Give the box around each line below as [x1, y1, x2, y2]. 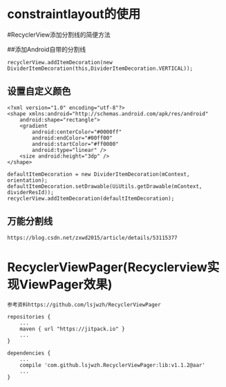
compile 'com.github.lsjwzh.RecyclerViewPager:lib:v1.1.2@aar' [19, 361, 206, 368]
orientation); [7, 177, 48, 184]
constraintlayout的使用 [7, 6, 141, 22]
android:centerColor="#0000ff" [32, 129, 122, 135]
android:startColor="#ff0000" [32, 140, 119, 147]
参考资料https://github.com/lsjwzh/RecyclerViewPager [7, 301, 161, 308]
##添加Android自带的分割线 [7, 45, 86, 53]
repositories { [7, 313, 51, 320]
